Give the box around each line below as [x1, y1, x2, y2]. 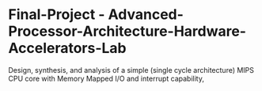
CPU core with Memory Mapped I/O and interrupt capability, [8, 74, 204, 83]
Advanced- [108, 6, 184, 24]
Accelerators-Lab [8, 40, 127, 57]
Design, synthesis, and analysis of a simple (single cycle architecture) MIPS [8, 65, 255, 74]
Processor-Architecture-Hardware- [8, 22, 247, 40]
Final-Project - [8, 6, 105, 24]
